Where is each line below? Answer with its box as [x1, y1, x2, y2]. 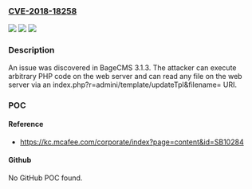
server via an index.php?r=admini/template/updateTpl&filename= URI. [8, 80, 238, 89]
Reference [8, 120, 44, 129]
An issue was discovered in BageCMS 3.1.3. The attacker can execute [8, 62, 237, 73]
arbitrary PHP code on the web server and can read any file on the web [8, 71, 242, 81]
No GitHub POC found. [8, 173, 83, 183]
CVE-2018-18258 [8, 6, 77, 17]
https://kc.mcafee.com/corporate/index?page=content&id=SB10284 [19, 137, 245, 147]
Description [8, 45, 55, 56]
